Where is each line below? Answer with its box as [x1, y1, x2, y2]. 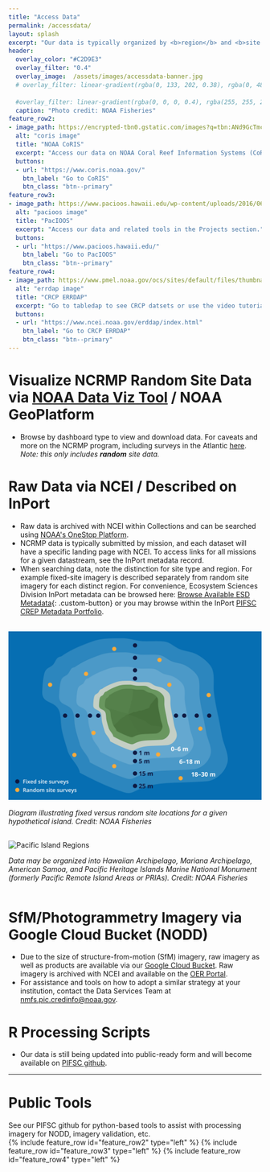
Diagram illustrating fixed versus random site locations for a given [8, 808, 227, 818]
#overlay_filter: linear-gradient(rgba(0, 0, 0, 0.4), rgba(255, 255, [15, 97, 257, 106]
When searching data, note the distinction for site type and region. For [19, 563, 253, 573]
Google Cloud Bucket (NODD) [8, 926, 209, 943]
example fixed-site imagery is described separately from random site [19, 572, 249, 582]
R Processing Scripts [8, 1023, 151, 1042]
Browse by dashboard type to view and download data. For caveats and [19, 431, 259, 442]
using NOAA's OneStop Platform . [19, 530, 129, 539]
